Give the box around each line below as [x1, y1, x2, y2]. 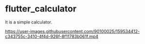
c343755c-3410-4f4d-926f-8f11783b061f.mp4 [5, 33, 99, 39]
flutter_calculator [5, 3, 77, 14]
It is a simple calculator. [5, 19, 53, 25]
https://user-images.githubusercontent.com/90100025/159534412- [5, 28, 140, 34]
